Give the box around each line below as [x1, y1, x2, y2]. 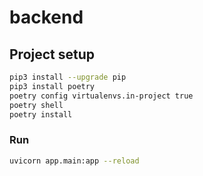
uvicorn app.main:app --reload [9, 156, 140, 166]
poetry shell [9, 100, 64, 110]
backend [9, 6, 84, 29]
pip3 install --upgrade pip [9, 72, 127, 82]
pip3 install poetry [9, 81, 96, 91]
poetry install [9, 109, 73, 120]
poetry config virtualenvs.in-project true [9, 91, 194, 101]
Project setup [9, 46, 96, 63]
